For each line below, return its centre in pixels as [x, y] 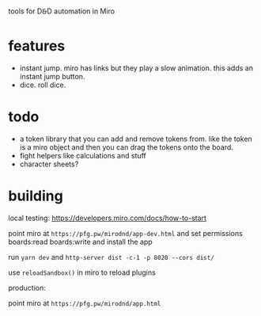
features [37, 46]
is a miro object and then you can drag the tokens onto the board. [126, 147]
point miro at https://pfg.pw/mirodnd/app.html [85, 303]
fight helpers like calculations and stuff [83, 155]
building [36, 196]
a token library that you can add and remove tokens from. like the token [136, 139]
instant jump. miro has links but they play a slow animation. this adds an [136, 68]
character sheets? [49, 164]
